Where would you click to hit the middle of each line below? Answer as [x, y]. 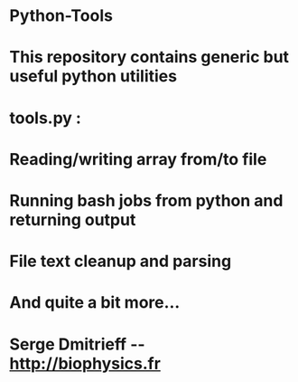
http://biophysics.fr [85, 363]
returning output [73, 220]
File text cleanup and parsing [121, 261]
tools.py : [45, 118]
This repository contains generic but [149, 57]
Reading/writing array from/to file [138, 159]
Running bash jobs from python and [146, 201]
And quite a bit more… [95, 303]
